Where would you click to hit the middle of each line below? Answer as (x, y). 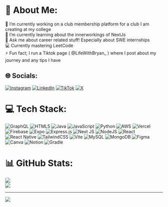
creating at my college (28, 29)
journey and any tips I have (33, 60)
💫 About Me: (31, 10)
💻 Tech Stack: (36, 109)
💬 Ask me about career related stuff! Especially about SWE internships (77, 40)
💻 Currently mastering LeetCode (39, 45)
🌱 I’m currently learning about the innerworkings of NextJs (65, 34)
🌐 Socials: (21, 76)
